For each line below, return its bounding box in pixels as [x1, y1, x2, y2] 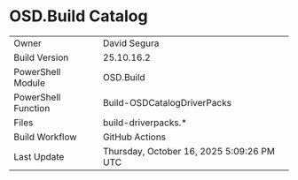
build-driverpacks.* [103, 116, 188, 129]
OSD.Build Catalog [9, 6, 148, 26]
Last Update [13, 150, 65, 162]
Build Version [13, 51, 69, 64]
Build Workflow [13, 131, 77, 143]
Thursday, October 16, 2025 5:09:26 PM [103, 145, 275, 157]
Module [13, 77, 46, 89]
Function [13, 101, 51, 114]
